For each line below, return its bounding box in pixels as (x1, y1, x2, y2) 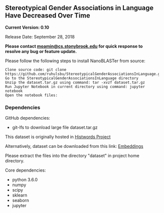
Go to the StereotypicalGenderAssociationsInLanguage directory (5, 75, 139, 81)
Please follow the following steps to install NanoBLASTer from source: (5, 58, 145, 64)
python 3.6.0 (12, 177, 38, 183)
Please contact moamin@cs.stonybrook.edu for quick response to (5, 43, 143, 49)
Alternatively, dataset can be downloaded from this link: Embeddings (5, 143, 143, 149)
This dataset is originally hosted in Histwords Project (5, 134, 111, 140)
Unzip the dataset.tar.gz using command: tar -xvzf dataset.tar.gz (5, 80, 145, 85)
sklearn (12, 192, 28, 198)
